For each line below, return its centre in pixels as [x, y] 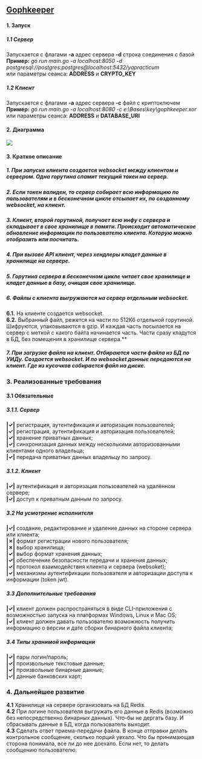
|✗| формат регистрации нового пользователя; [67, 541]
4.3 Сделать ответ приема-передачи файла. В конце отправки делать [97, 731]
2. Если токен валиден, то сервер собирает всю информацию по [93, 192]
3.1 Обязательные [30, 396]
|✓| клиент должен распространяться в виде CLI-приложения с [89, 608]
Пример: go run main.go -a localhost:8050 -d [64, 60]
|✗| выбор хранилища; [36, 547]
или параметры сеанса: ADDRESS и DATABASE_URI [73, 116]
